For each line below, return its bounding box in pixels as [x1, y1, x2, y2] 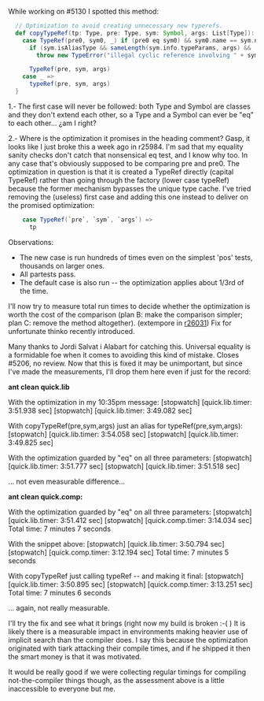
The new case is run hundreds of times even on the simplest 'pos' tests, [19, 252, 253, 262]
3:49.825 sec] [8, 437, 53, 447]
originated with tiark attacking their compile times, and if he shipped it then [8, 644, 251, 653]
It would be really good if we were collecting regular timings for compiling [8, 667, 247, 677]
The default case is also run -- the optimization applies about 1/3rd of [19, 277, 245, 287]
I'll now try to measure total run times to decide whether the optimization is [8, 301, 251, 310]
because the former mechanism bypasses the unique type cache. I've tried [8, 184, 251, 193]
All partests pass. [19, 269, 76, 279]
